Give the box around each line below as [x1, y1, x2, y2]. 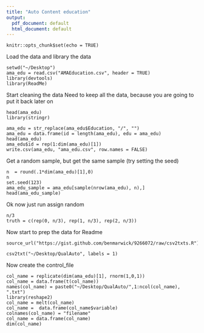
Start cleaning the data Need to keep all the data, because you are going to [6, 92, 194, 99]
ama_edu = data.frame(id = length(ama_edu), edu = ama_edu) [6, 131, 162, 137]
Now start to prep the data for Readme [6, 229, 103, 236]
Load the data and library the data [6, 53, 91, 61]
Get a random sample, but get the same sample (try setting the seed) [6, 157, 179, 164]
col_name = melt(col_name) [6, 300, 75, 306]
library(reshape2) [6, 295, 53, 301]
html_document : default [12, 25, 72, 32]
